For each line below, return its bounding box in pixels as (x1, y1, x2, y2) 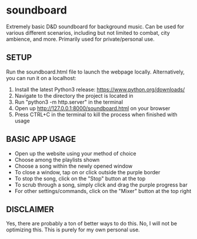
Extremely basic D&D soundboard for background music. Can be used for (6, 23, 185, 30)
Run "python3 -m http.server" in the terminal (14, 98, 123, 105)
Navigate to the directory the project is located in (14, 92, 133, 99)
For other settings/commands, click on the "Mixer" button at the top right (14, 187, 192, 194)
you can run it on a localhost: (6, 74, 76, 81)
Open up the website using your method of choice (14, 150, 136, 157)
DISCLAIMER (6, 204, 54, 214)
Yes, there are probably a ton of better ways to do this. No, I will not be (6, 220, 178, 227)
